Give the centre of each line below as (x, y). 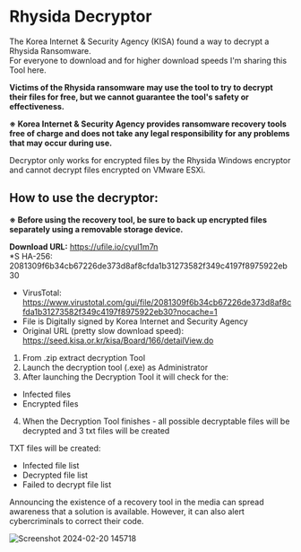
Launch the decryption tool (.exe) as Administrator (115, 367)
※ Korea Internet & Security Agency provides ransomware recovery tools (148, 124)
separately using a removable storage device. (96, 229)
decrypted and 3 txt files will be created (96, 430)
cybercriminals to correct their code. (77, 521)
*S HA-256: (31, 256)
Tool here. (28, 70)
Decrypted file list (55, 475)
